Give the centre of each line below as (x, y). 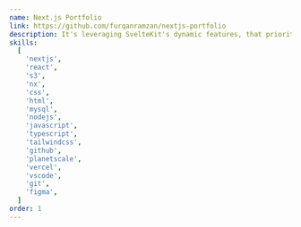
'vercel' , (44, 167)
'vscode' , (44, 175)
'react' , (42, 68)
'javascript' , (52, 126)
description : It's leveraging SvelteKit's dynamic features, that (136, 34)
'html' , (39, 101)
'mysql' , (42, 109)
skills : (24, 42)
